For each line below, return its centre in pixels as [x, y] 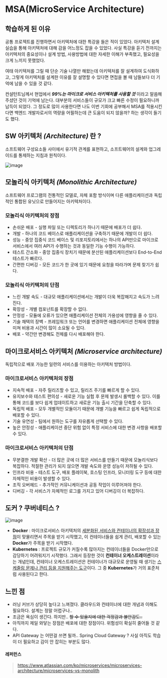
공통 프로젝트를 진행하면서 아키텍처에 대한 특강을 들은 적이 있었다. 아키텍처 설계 [82, 42]
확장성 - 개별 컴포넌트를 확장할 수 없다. [50, 309]
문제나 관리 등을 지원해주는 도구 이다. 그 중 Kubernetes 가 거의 [86, 568]
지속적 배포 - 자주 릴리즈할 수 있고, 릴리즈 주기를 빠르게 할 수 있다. [76, 390]
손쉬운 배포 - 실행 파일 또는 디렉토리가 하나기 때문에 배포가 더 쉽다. [77, 227]
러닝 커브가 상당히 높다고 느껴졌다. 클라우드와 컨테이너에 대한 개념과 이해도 [85, 604]
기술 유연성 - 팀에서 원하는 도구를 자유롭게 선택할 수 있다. [68, 421]
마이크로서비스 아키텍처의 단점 [39, 448]
